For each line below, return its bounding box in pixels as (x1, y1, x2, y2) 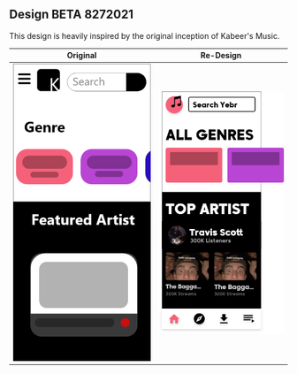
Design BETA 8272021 (9, 7, 134, 22)
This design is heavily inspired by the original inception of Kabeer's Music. (9, 30, 280, 41)
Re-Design (200, 50, 242, 61)
